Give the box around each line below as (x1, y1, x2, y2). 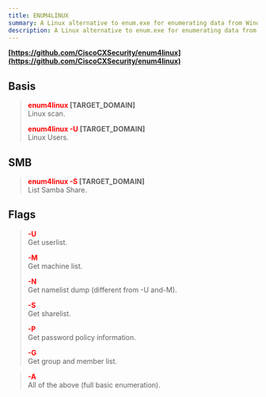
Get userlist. (27, 237, 68, 246)
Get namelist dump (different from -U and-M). (27, 284, 177, 294)
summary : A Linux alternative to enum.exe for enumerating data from (8, 19, 243, 27)
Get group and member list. (27, 356, 117, 365)
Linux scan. (27, 109, 66, 119)
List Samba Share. (27, 185, 87, 194)
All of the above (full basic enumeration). (27, 380, 161, 389)
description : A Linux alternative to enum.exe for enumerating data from (8, 26, 257, 34)
